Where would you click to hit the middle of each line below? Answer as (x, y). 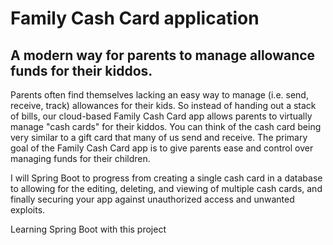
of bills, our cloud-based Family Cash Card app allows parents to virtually (161, 116)
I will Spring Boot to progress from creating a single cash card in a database (166, 178)
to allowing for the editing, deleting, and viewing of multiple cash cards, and (166, 188)
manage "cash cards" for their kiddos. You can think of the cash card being (166, 126)
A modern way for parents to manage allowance (163, 55)
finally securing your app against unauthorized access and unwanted (152, 199)
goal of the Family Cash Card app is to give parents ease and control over (162, 148)
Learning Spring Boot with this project (88, 229)
